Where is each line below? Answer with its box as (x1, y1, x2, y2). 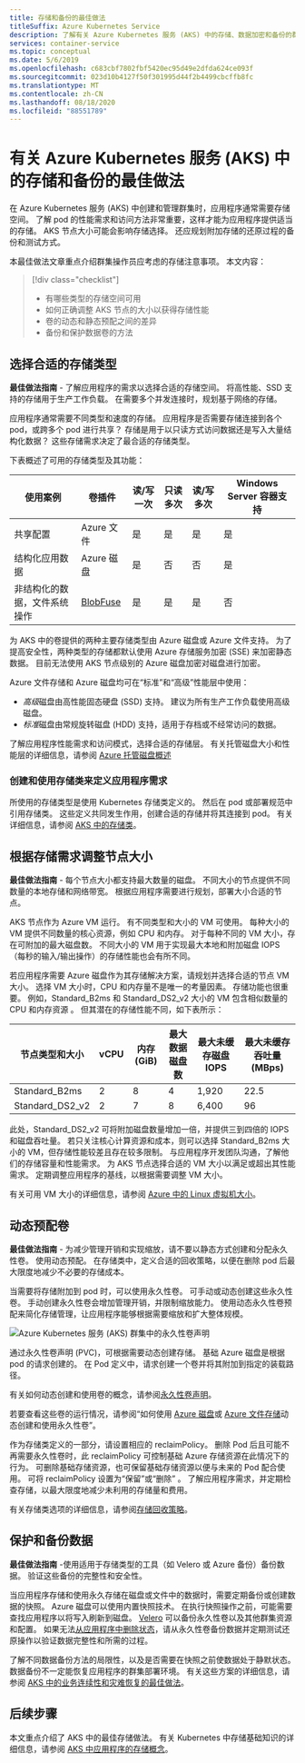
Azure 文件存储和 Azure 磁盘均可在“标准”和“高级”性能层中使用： (9, 677, 250, 687)
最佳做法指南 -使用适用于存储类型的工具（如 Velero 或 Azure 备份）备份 (9, 1559, 278, 1569)
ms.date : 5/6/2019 (9, 55, 79, 65)
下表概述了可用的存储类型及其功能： (9, 455, 145, 465)
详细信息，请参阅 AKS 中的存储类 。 (9, 820, 142, 831)
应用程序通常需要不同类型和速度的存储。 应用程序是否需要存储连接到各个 (9, 413, 282, 423)
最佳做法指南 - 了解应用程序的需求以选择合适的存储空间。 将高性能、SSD (9, 383, 283, 393)
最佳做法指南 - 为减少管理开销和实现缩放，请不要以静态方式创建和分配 (9, 1243, 272, 1254)
